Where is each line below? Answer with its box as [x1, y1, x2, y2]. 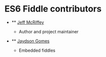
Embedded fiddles [18, 47, 56, 53]
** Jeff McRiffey [11, 19, 44, 25]
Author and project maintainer [18, 28, 79, 34]
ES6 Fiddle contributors [4, 3, 102, 14]
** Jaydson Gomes [11, 38, 50, 44]
